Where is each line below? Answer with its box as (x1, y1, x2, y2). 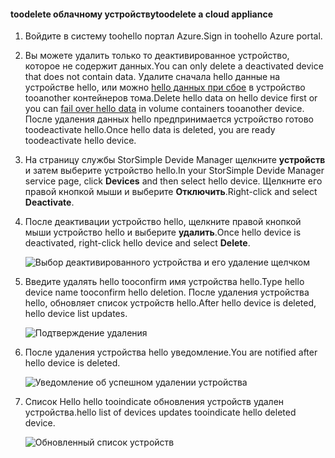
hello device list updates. (24, 308, 128, 320)
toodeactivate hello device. (24, 135, 137, 147)
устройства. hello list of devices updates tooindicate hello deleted (24, 406, 297, 419)
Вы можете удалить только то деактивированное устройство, (24, 50, 290, 62)
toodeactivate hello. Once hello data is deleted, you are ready (24, 124, 276, 136)
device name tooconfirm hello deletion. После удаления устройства (24, 286, 310, 299)
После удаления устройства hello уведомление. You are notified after (24, 346, 318, 359)
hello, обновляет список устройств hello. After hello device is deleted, (24, 297, 317, 309)
